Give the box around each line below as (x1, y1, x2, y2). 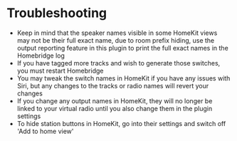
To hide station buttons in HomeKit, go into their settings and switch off (16, 119, 226, 127)
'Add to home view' (16, 127, 74, 135)
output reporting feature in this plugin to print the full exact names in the (16, 43, 228, 52)
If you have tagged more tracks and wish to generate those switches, (16, 58, 221, 67)
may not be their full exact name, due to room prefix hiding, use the (16, 36, 215, 44)
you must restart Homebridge (16, 66, 104, 75)
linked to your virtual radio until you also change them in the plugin (16, 104, 213, 113)
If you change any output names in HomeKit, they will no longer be (16, 96, 213, 105)
